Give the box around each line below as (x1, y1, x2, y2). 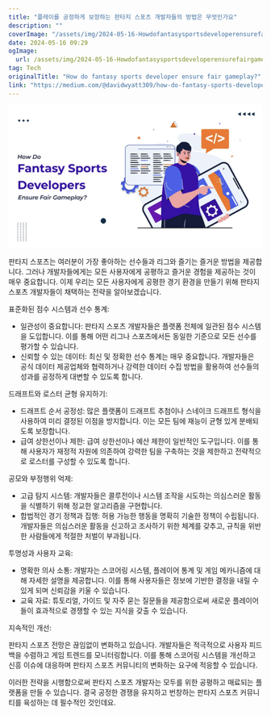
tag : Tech (8, 65, 42, 73)
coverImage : (8, 30, 48, 38)
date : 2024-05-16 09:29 (8, 39, 89, 47)
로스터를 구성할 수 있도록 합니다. (28, 456, 131, 466)
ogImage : (8, 47, 38, 56)
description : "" (8, 21, 63, 30)
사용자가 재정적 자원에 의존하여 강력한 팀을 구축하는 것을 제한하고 (28, 446, 234, 456)
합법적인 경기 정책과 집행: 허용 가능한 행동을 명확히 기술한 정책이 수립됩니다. (19, 511, 260, 521)
